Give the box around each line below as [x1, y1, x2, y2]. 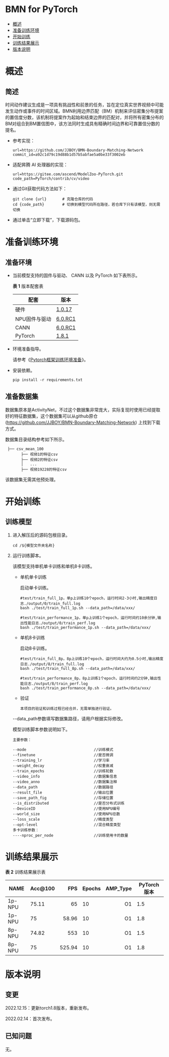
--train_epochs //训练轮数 [12, 768, 114, 773]
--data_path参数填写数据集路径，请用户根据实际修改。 [12, 715, 126, 721]
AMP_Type [105, 885, 132, 892]
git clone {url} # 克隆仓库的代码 [12, 196, 93, 201]
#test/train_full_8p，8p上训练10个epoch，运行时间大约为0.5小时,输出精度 [20, 656, 163, 661]
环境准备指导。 [12, 346, 44, 352]
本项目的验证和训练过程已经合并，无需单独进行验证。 [20, 706, 114, 711]
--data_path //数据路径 [12, 784, 114, 789]
